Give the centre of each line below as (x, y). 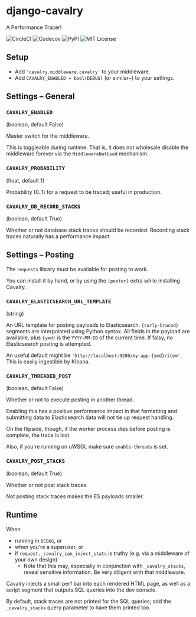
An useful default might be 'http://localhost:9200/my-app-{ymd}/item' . (94, 355)
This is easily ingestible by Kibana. (48, 362)
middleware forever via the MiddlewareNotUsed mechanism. (77, 154)
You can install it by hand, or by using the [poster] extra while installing (93, 280)
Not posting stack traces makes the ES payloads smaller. (75, 496)
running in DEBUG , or (38, 540)
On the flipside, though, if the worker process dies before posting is (88, 429)
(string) (15, 314)
